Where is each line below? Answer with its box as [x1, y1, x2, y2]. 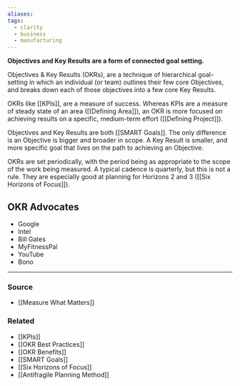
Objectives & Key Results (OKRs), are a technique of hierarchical [7, 71, 196, 79]
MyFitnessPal [17, 242, 59, 250]
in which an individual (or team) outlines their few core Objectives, [29, 78, 224, 86]
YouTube [17, 250, 44, 258]
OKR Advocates [7, 200, 80, 213]
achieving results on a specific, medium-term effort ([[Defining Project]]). [7, 115, 224, 123]
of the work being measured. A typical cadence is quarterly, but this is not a [7, 165, 231, 173]
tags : [7, 17, 24, 24]
